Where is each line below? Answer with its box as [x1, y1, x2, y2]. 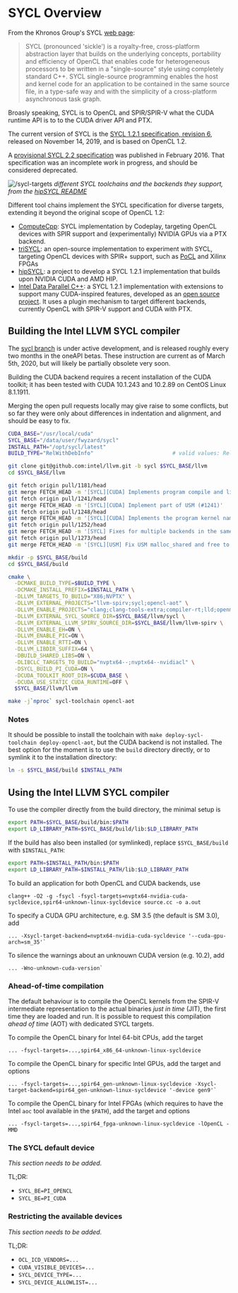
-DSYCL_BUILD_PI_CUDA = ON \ [14, 665, 94, 673]
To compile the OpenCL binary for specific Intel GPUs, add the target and [8, 1059, 221, 1067]
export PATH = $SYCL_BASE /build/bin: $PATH [8, 819, 129, 826]
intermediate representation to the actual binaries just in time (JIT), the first [8, 1004, 227, 1013]
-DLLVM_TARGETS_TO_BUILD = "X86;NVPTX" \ [14, 593, 132, 601]
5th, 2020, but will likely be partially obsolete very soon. [8, 359, 171, 367]
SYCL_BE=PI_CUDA [18, 1195, 66, 1202]
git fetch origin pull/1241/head [8, 495, 107, 502]
